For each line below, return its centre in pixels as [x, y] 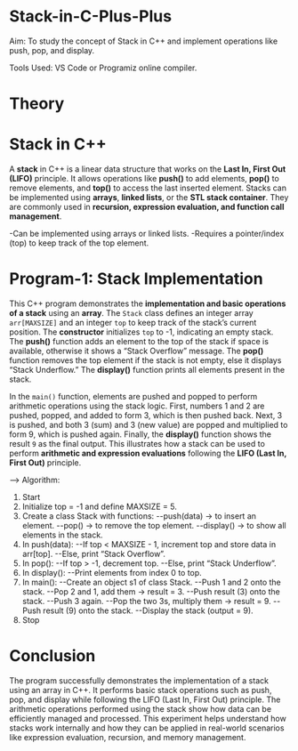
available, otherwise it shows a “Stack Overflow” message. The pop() [137, 351]
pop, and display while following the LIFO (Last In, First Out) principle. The [145, 699]
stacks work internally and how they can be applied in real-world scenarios [147, 728]
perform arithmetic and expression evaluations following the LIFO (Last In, [148, 453]
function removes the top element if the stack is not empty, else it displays [145, 360]
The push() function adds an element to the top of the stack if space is [139, 341]
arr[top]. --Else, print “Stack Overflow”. [94, 554]
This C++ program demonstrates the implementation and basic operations [148, 303]
